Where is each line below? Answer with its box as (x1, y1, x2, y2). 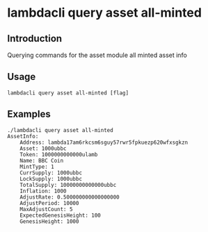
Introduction (7, 33, 63, 44)
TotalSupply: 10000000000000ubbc (19, 181, 117, 188)
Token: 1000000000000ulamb (19, 151, 98, 158)
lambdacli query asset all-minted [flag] (7, 89, 129, 97)
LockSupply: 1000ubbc (19, 175, 82, 182)
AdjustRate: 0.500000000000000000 (19, 193, 120, 201)
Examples (7, 108, 51, 120)
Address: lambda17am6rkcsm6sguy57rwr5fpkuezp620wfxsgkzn (19, 139, 189, 146)
